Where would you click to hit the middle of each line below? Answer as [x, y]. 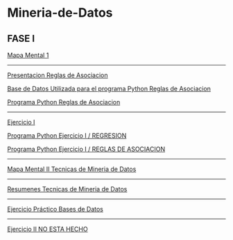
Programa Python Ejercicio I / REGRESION [67, 136]
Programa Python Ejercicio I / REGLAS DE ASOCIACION [86, 149]
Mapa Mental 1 [28, 55]
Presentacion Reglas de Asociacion [58, 75]
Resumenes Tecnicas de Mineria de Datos [67, 189]
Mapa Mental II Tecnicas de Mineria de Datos [72, 169]
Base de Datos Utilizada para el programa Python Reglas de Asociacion [109, 89]
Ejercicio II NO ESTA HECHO [48, 229]
